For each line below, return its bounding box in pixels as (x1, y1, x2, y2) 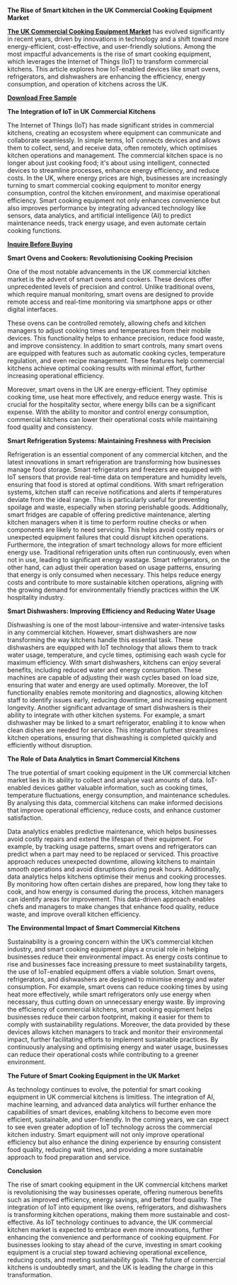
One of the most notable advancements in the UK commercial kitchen (7, 268, 210, 275)
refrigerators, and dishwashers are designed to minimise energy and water (7, 975, 225, 983)
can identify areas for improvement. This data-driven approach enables (7, 895, 216, 903)
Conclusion (7, 1167, 42, 1175)
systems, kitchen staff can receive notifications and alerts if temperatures (7, 488, 222, 496)
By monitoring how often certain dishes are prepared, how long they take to (7, 880, 228, 888)
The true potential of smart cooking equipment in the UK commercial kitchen (7, 768, 231, 777)
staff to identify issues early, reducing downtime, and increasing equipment (7, 696, 228, 704)
